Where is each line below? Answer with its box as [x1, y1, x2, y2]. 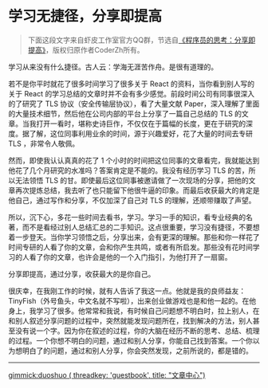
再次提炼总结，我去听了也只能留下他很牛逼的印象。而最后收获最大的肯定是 [14, 185, 260, 195]
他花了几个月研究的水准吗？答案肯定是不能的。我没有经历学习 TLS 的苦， [8, 165, 249, 175]
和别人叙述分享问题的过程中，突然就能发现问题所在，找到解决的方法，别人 [8, 315, 253, 325]
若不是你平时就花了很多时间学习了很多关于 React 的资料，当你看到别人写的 [8, 79, 255, 88]
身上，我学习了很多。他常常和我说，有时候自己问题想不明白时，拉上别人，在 [8, 306, 260, 315]
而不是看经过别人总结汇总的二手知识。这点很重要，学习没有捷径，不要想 [22, 222, 260, 232]
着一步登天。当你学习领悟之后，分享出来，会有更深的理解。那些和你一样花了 [8, 232, 260, 241]
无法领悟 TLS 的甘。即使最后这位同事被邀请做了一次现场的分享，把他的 [14, 175, 249, 185]
